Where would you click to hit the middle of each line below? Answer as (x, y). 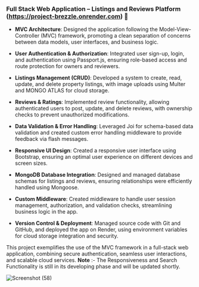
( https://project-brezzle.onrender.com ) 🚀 (67, 16)
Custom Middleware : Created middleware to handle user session (95, 199)
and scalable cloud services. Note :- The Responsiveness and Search (92, 260)
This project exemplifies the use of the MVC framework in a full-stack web (97, 248)
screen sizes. (31, 163)
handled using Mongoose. (47, 187)
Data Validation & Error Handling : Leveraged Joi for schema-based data (104, 126)
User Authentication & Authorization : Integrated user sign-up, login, (99, 54)
